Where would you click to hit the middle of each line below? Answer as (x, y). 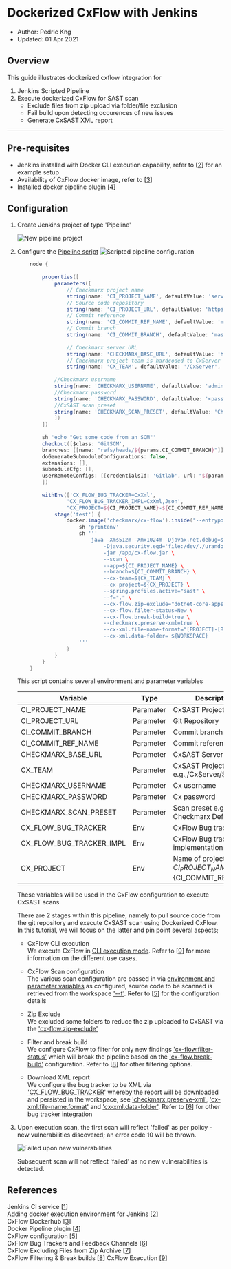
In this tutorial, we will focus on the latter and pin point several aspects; (118, 930)
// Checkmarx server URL (102, 347)
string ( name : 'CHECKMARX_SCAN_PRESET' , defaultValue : (133, 412)
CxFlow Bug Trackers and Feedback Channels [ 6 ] (77, 1243)
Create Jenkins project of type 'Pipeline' (74, 225)
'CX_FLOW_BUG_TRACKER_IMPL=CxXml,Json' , (125, 501)
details (37, 1000)
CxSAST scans (38, 902)
